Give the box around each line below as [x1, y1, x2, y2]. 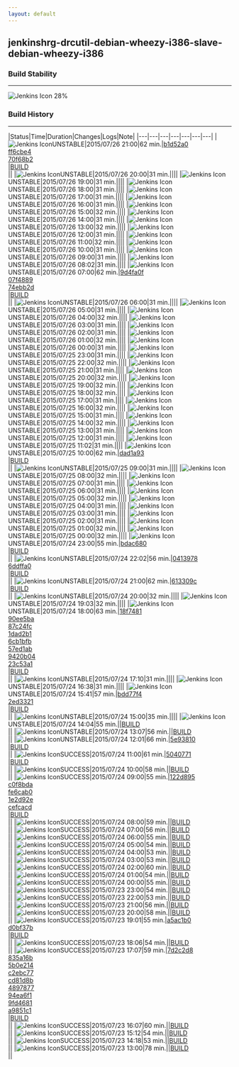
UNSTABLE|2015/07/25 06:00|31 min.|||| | [8, 486, 130, 495]
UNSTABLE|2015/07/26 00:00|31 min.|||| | [8, 343, 130, 352]
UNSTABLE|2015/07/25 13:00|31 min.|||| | [8, 426, 128, 435]
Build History [8, 109, 54, 119]
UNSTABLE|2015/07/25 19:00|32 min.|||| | [8, 381, 130, 389]
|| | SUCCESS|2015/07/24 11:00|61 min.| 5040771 [8, 749, 191, 759]
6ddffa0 [8, 562, 32, 570]
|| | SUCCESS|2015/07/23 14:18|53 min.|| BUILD [8, 1036, 188, 1044]
